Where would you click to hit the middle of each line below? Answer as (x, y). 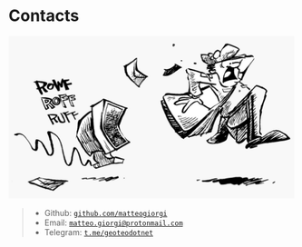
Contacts (44, 16)
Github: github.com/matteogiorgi (106, 213)
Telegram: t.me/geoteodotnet (98, 232)
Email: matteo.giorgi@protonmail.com (113, 222)
